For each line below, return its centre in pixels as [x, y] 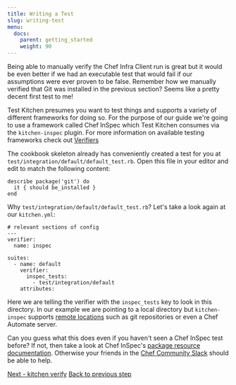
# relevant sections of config [53, 227]
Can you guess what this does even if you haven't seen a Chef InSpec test [115, 338]
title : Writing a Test [41, 14]
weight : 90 [36, 46]
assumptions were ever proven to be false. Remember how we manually [112, 81]
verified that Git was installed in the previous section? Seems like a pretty [113, 89]
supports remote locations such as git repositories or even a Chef [123, 317]
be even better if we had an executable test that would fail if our [100, 74]
